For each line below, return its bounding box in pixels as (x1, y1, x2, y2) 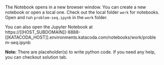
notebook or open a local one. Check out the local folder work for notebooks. (5, 9, 160, 15)
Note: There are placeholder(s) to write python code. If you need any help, (5, 49, 156, 55)
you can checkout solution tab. (5, 54, 68, 60)
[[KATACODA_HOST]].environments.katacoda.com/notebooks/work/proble (5, 34, 156, 40)
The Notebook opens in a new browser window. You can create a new (5, 4, 146, 10)
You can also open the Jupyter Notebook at (5, 24, 93, 30)
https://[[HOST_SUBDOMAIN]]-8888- (5, 29, 81, 35)
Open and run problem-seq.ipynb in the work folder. (5, 15, 108, 20)
